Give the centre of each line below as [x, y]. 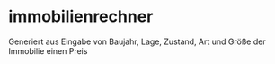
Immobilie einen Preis [48, 50]
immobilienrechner [81, 17]
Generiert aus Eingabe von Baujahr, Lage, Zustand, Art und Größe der [137, 41]
